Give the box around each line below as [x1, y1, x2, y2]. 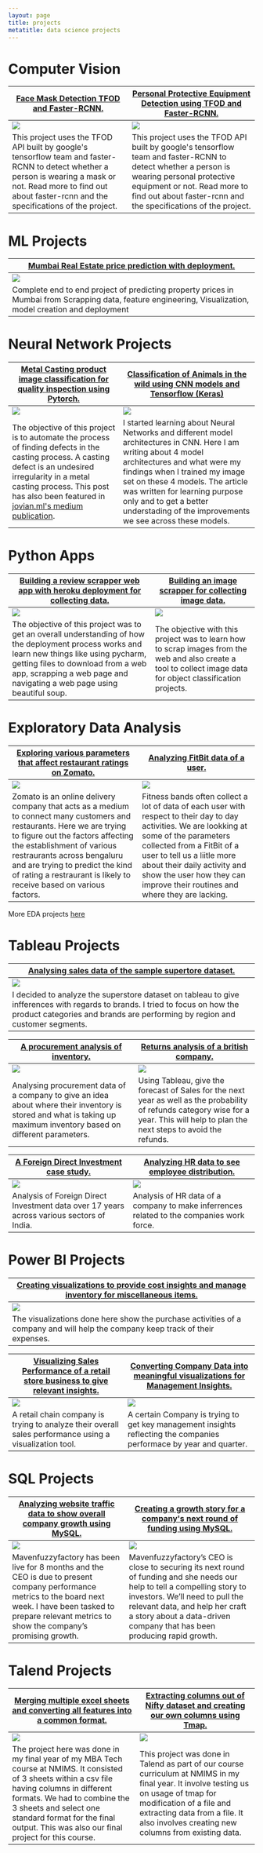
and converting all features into [12, 1705, 132, 1716]
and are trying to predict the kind [12, 860, 133, 871]
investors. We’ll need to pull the [128, 1591, 244, 1602]
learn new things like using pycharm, [12, 648, 147, 659]
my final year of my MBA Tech [12, 1753, 123, 1764]
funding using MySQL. [147, 1523, 233, 1534]
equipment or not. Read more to [131, 181, 249, 192]
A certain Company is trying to [128, 1409, 240, 1420]
